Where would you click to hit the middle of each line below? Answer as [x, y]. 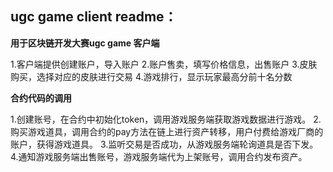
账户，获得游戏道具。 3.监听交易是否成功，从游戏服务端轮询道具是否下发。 [164, 144]
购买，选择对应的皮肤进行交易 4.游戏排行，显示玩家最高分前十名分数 [151, 76]
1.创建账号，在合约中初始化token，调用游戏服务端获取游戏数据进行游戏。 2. [166, 119]
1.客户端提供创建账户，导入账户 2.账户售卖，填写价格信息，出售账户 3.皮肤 [164, 64]
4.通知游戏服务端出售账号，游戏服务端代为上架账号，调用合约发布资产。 [159, 156]
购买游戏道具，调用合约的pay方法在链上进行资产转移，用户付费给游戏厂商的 [167, 131]
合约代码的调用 [41, 98]
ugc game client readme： [94, 17]
